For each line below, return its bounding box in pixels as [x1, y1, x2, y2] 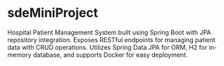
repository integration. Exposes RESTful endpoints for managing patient [7, 35, 216, 44]
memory [7, 51, 32, 59]
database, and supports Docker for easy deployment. [32, 51, 188, 59]
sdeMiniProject [7, 5, 99, 21]
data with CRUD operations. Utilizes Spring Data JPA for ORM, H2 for [7, 43, 208, 51]
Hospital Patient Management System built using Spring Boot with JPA [7, 28, 211, 37]
